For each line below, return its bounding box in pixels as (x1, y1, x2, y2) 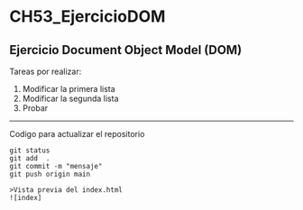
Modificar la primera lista (22, 84, 115, 94)
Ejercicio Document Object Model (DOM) (9, 42, 243, 58)
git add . (9, 154, 50, 163)
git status (9, 146, 50, 155)
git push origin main (9, 169, 91, 178)
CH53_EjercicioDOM (9, 6, 166, 27)
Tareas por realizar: (9, 66, 82, 77)
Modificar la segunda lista (22, 93, 119, 104)
